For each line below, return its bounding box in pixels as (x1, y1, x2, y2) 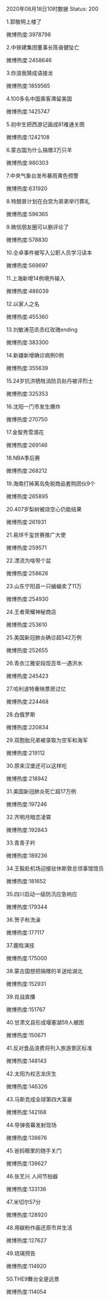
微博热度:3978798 (6, 31, 51, 38)
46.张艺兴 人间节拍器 (6, 1173, 58, 1180)
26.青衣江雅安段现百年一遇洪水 (6, 660, 83, 666)
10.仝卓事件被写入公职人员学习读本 (6, 249, 93, 256)
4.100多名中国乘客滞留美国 (6, 95, 72, 102)
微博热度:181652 (6, 878, 46, 884)
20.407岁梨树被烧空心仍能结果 (6, 506, 82, 513)
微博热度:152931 (6, 980, 46, 987)
